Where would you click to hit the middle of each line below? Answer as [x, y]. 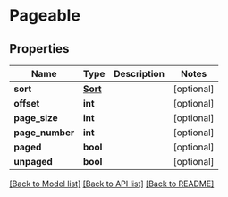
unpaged [34, 162]
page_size [36, 118]
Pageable [45, 16]
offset [27, 103]
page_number [44, 133]
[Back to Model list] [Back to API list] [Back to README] [112, 184]
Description [139, 74]
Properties [39, 49]
